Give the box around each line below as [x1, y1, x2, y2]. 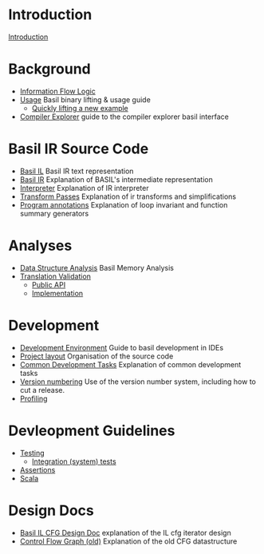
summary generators [19, 208, 89, 218]
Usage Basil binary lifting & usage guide [19, 94, 152, 105]
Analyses [8, 237, 73, 255]
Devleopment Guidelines [8, 421, 175, 440]
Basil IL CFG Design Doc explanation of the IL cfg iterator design [19, 528, 231, 537]
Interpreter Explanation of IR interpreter [19, 183, 149, 192]
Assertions [19, 465, 56, 474]
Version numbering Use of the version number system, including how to [19, 377, 257, 386]
